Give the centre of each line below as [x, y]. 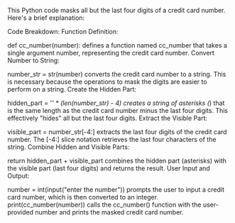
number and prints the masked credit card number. [109, 212]
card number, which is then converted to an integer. [83, 197]
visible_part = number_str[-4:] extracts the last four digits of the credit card [117, 132]
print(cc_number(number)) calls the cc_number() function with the [104, 205]
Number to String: [34, 60]
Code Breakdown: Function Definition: [63, 32]
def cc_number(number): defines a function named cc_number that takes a [117, 45]
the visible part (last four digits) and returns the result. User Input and [109, 168]
